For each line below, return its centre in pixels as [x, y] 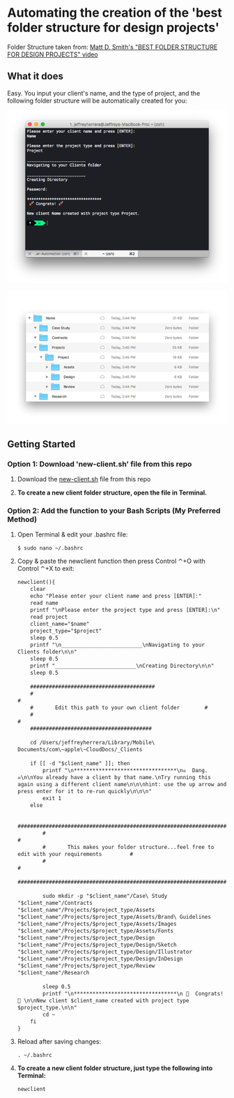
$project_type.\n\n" [47, 1008]
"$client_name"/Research [53, 973]
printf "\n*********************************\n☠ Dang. [125, 771]
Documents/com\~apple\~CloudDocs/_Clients [80, 750]
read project [49, 617]
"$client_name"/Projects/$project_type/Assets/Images [97, 924]
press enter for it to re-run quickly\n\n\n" [84, 792]
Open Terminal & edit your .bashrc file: [72, 534]
